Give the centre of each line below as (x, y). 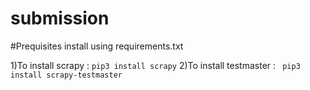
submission (60, 18)
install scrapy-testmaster (66, 75)
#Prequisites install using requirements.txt (97, 46)
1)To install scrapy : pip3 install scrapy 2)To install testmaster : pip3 (155, 65)
